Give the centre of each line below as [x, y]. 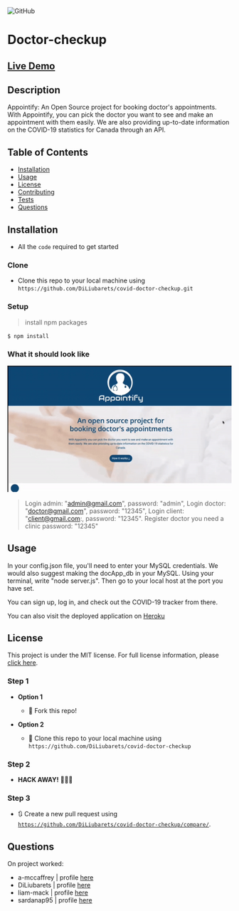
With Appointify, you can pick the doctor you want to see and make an [110, 115]
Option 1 [30, 697]
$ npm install [28, 336]
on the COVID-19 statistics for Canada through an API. [86, 130]
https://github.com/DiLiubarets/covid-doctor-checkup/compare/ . [114, 824]
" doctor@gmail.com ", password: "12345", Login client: [105, 511]
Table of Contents [48, 152]
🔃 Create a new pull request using [68, 814]
